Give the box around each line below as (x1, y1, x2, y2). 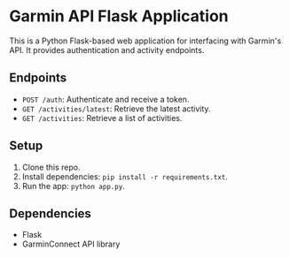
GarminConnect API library (21, 239, 121, 249)
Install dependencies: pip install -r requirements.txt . (21, 171, 229, 182)
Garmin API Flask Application (9, 6, 229, 27)
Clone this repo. (21, 162, 81, 172)
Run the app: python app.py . (21, 180, 126, 191)
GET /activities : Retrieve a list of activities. (21, 112, 183, 123)
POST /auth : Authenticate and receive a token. (21, 94, 190, 104)
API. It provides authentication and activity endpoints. (9, 44, 205, 55)
